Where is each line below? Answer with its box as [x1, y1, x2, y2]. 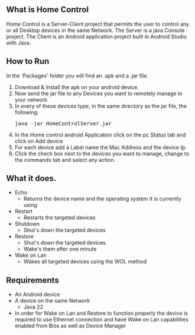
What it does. [6, 174, 57, 184]
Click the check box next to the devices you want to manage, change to [14, 150, 190, 157]
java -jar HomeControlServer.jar [14, 120, 112, 126]
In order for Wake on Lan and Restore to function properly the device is [14, 310, 188, 317]
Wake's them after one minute [23, 245, 97, 253]
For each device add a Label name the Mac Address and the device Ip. [14, 144, 187, 151]
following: [14, 109, 39, 116]
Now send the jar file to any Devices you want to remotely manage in [14, 90, 183, 97]
